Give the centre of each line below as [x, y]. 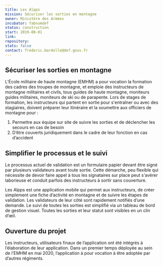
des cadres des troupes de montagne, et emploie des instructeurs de [74, 87]
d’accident [23, 138]
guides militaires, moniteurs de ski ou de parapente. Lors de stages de [75, 97]
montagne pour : [22, 113]
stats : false [18, 46]
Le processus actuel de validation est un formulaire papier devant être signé [81, 165]
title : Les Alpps [23, 9]
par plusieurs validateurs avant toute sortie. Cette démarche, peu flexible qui [82, 170]
